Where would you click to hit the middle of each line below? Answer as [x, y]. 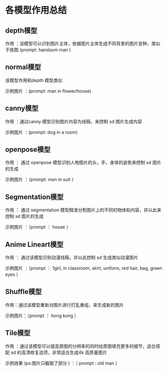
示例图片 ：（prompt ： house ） [38, 227]
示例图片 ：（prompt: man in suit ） [41, 180]
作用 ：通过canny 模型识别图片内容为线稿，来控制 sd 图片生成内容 [73, 121]
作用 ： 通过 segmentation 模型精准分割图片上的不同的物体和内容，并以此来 [83, 210]
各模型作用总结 [36, 10]
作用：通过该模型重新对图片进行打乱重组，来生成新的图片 [64, 305]
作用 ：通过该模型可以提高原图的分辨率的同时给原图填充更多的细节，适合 [80, 346]
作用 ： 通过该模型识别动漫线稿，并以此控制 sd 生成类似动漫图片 [72, 258]
